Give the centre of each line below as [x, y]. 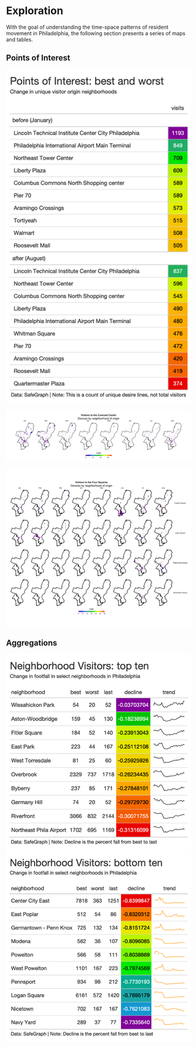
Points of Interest [38, 58]
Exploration [35, 11]
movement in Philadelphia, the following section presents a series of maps [96, 33]
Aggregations [32, 643]
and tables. [20, 39]
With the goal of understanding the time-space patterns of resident [87, 27]
